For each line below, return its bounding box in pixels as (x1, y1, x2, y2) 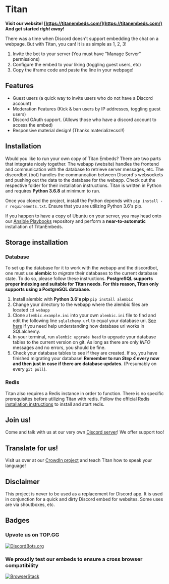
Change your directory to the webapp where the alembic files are (12, 301, 148, 307)
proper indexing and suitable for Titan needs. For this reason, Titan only (5, 281, 159, 287)
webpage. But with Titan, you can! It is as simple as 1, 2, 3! (5, 41, 127, 47)
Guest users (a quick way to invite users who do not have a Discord (12, 95, 153, 101)
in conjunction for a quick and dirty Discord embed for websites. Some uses (5, 496, 163, 502)
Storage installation (5, 238, 68, 247)
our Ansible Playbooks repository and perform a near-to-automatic (5, 218, 146, 224)
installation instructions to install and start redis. (5, 401, 105, 407)
